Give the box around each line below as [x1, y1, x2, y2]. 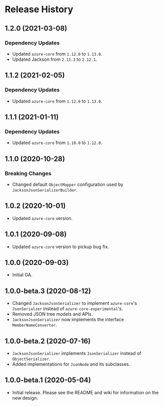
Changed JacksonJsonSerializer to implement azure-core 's [12, 300, 137, 306]
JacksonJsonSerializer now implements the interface [12, 317, 124, 323]
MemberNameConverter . [12, 322, 57, 328]
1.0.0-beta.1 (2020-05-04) [5, 376, 91, 385]
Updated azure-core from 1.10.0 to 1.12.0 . [12, 139, 102, 146]
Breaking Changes [5, 170, 52, 177]
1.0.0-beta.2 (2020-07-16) [5, 337, 91, 345]
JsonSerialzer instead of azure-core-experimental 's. [12, 305, 123, 312]
